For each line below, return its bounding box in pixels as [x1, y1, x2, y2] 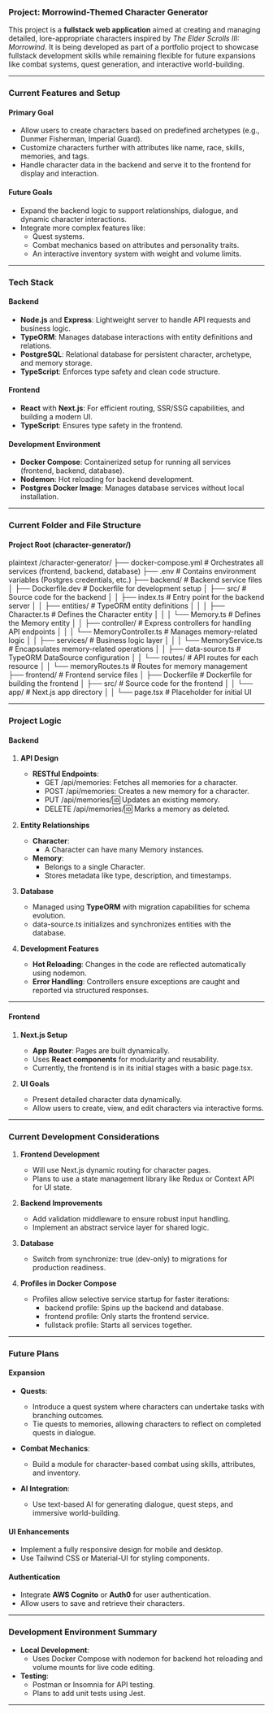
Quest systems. [32, 231, 85, 241]
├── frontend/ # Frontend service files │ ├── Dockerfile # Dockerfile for [8, 670, 253, 680]
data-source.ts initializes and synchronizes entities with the [32, 919, 232, 929]
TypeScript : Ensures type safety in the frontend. [19, 420, 183, 430]
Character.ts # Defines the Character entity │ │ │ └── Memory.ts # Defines [8, 610, 262, 619]
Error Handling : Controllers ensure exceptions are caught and [32, 977, 240, 987]
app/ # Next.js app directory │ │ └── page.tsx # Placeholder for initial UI [8, 688, 252, 697]
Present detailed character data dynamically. [32, 1094, 183, 1104]
